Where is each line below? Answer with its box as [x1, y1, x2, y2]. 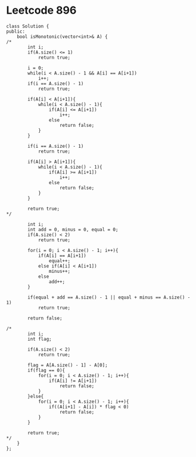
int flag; [27, 336, 52, 342]
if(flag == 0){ [27, 367, 66, 373]
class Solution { [6, 23, 49, 29]
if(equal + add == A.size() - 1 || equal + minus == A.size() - [27, 294, 191, 300]
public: [6, 28, 26, 35]
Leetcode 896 [6, 4, 77, 17]
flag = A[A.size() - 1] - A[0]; [27, 362, 108, 368]
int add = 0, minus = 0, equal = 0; [27, 226, 119, 232]
